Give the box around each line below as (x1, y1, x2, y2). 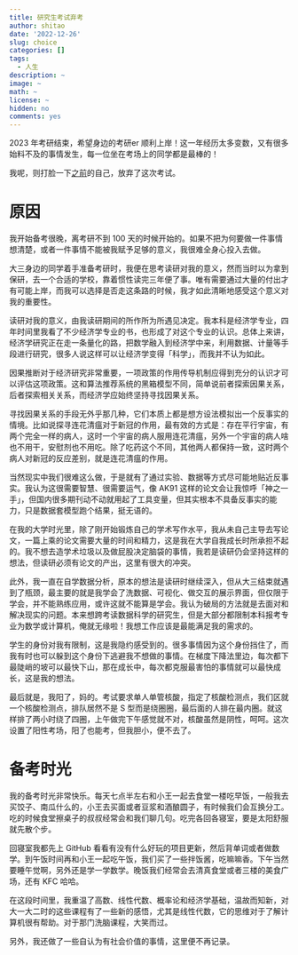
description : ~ (9, 71, 66, 80)
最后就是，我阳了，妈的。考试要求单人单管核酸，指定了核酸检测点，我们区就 (9, 692, 289, 703)
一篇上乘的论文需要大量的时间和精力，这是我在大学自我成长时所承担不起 (24, 535, 289, 546)
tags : (9, 54, 29, 63)
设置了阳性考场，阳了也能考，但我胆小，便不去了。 (9, 725, 196, 736)
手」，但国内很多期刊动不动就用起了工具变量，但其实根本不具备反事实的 (9, 494, 270, 505)
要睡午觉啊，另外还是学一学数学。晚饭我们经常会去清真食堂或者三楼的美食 (9, 865, 281, 875)
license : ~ (9, 95, 50, 105)
